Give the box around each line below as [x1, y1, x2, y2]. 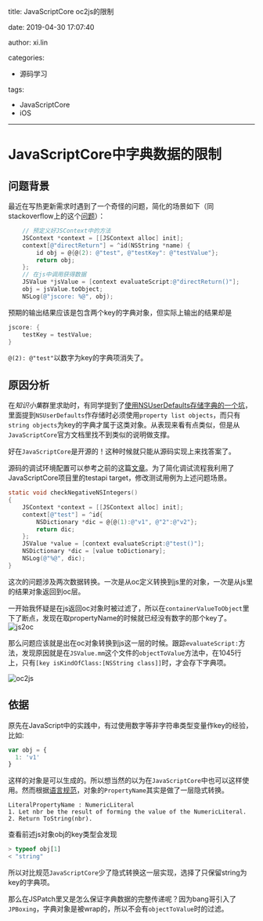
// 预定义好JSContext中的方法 [22, 227, 111, 235]
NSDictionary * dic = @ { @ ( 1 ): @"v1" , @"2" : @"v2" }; [36, 518, 198, 526]
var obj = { [8, 746, 47, 754]
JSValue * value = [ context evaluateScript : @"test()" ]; [22, 540, 205, 548]
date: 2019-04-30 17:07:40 [8, 23, 95, 31]
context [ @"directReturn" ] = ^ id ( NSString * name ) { [22, 242, 191, 249]
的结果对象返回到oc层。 [8, 587, 85, 596]
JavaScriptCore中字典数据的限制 [8, 146, 222, 163]
